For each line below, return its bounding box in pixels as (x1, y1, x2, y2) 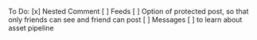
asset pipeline (8, 24, 54, 32)
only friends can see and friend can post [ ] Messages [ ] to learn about (8, 15, 243, 24)
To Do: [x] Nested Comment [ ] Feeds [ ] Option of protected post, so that (8, 7, 249, 16)
